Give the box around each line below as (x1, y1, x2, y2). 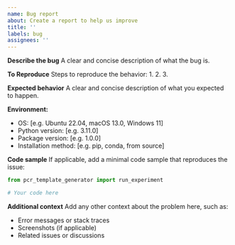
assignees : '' (7, 37, 50, 44)
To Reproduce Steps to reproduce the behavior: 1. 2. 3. (7, 70, 168, 79)
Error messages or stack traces (17, 216, 110, 224)
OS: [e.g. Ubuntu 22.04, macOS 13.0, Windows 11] (17, 119, 163, 128)
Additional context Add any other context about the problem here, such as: (7, 202, 229, 210)
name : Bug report (7, 10, 59, 18)
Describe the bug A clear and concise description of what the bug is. (7, 56, 210, 65)
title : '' (7, 23, 37, 31)
